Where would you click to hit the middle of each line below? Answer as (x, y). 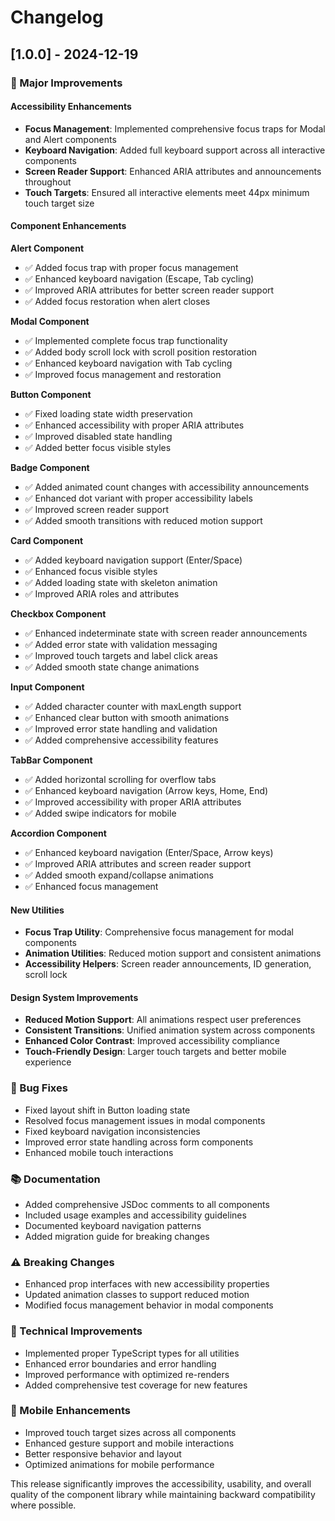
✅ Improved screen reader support (96, 509)
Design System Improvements (74, 997)
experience (48, 1062)
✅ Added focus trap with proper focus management (131, 267)
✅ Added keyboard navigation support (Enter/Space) (133, 560)
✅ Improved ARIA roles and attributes (102, 593)
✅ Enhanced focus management (91, 886)
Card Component (47, 540)
